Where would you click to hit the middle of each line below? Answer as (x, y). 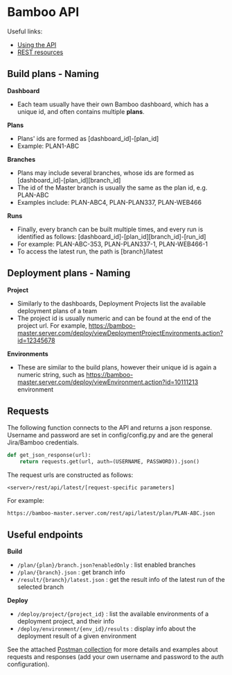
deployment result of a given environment (77, 635)
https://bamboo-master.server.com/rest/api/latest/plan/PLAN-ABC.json (111, 514)
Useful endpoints (45, 534)
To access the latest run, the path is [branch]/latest (90, 251)
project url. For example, (52, 325)
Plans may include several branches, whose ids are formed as (106, 173)
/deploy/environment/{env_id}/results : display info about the (106, 628)
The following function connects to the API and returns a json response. (110, 428)
